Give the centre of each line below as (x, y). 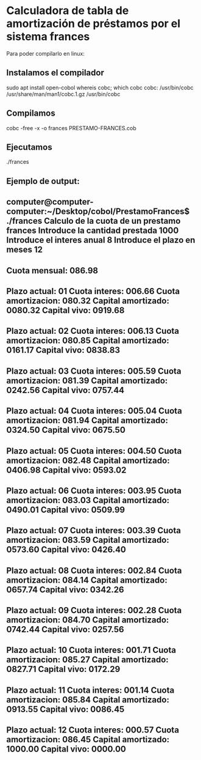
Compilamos (31, 113)
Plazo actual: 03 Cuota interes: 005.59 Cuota (94, 371)
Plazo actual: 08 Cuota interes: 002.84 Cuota (94, 570)
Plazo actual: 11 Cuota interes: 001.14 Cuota (90, 690)
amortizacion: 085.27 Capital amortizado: (87, 660)
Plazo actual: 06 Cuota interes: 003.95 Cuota (94, 491)
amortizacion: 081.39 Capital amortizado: (87, 381)
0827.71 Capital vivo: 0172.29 (63, 669)
